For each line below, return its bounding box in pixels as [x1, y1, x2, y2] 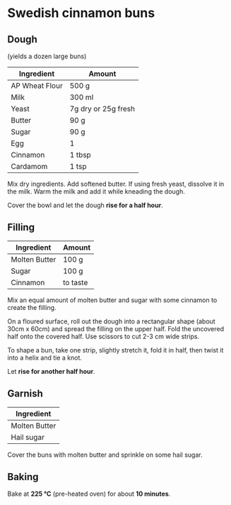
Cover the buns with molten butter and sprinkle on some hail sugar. [7, 450, 203, 459]
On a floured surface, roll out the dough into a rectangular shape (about [7, 317, 215, 326]
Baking [7, 471, 39, 483]
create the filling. [7, 303, 57, 311]
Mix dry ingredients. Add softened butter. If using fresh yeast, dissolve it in [7, 179, 225, 188]
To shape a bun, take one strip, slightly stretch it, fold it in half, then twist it [7, 345, 224, 354]
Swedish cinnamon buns [7, 5, 155, 21]
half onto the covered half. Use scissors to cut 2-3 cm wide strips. [7, 332, 200, 340]
